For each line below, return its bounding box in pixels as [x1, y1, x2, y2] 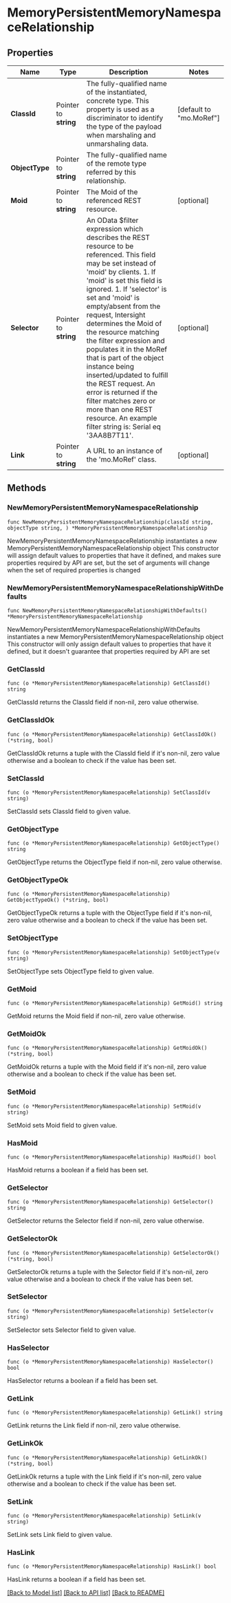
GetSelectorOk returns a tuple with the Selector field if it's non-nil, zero [7, 1267, 208, 1276]
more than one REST [86, 405, 153, 414]
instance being [86, 362, 135, 371]
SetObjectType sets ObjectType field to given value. [7, 967, 155, 975]
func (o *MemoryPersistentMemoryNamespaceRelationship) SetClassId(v [7, 789, 211, 796]
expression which [86, 224, 144, 233]
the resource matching [86, 327, 159, 336]
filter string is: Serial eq [86, 422, 162, 431]
